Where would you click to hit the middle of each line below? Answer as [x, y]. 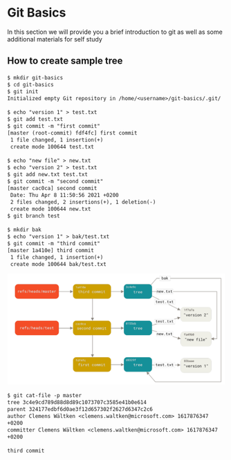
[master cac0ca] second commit [52, 188]
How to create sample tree [65, 61]
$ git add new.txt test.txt [48, 174]
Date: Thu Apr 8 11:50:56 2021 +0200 [64, 195]
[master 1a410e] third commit [51, 250]
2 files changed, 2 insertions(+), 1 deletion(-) [83, 202]
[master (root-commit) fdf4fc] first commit [72, 133]
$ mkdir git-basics [35, 77]
